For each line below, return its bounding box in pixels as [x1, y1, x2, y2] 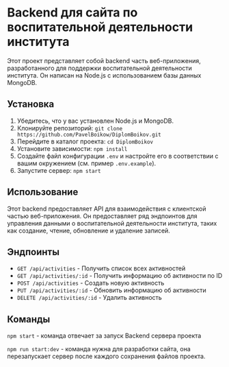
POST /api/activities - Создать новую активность [16, 279, 165, 287]
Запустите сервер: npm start [16, 166, 101, 174]
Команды [7, 313, 51, 325]
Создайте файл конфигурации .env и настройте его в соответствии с [16, 152, 219, 160]
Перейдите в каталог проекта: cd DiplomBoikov [16, 137, 154, 145]
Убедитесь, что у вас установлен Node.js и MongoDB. [16, 117, 174, 125]
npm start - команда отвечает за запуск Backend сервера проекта [7, 331, 202, 340]
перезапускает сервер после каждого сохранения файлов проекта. [7, 352, 206, 361]
